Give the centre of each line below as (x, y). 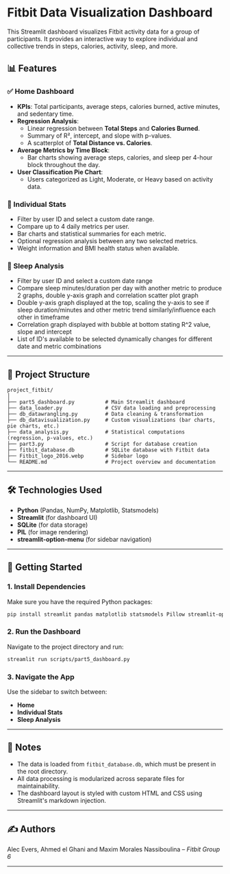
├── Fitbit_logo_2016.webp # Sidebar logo (78, 456)
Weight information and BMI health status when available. (98, 248)
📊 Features (32, 69)
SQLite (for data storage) (52, 525)
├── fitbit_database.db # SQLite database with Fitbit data (108, 450)
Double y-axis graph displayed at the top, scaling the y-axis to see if (113, 303)
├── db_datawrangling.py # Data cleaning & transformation (105, 414)
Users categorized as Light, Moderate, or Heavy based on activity (120, 179)
